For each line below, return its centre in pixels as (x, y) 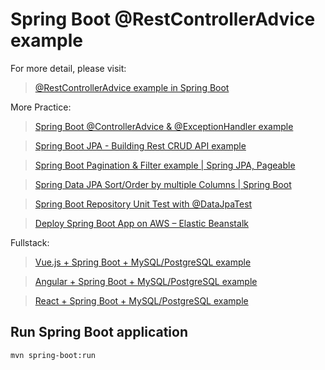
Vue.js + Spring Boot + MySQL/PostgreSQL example (143, 262)
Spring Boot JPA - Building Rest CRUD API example (140, 145)
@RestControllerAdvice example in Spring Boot (132, 87)
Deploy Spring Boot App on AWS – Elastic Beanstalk (141, 223)
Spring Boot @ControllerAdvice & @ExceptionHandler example (164, 126)
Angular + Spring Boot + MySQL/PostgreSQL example (146, 281)
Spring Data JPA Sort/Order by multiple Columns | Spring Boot (163, 184)
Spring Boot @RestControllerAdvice (163, 19)
